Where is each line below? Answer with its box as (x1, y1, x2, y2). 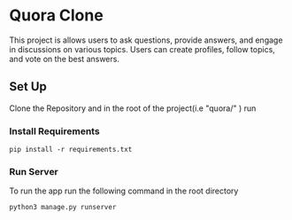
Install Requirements (9, 125, 100, 137)
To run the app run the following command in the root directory (9, 185, 239, 196)
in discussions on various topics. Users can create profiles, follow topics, (9, 43, 276, 54)
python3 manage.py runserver (9, 203, 117, 212)
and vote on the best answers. (9, 53, 119, 64)
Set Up (9, 79, 47, 94)
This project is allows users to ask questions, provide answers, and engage (9, 35, 283, 45)
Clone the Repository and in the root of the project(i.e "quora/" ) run (9, 103, 257, 114)
